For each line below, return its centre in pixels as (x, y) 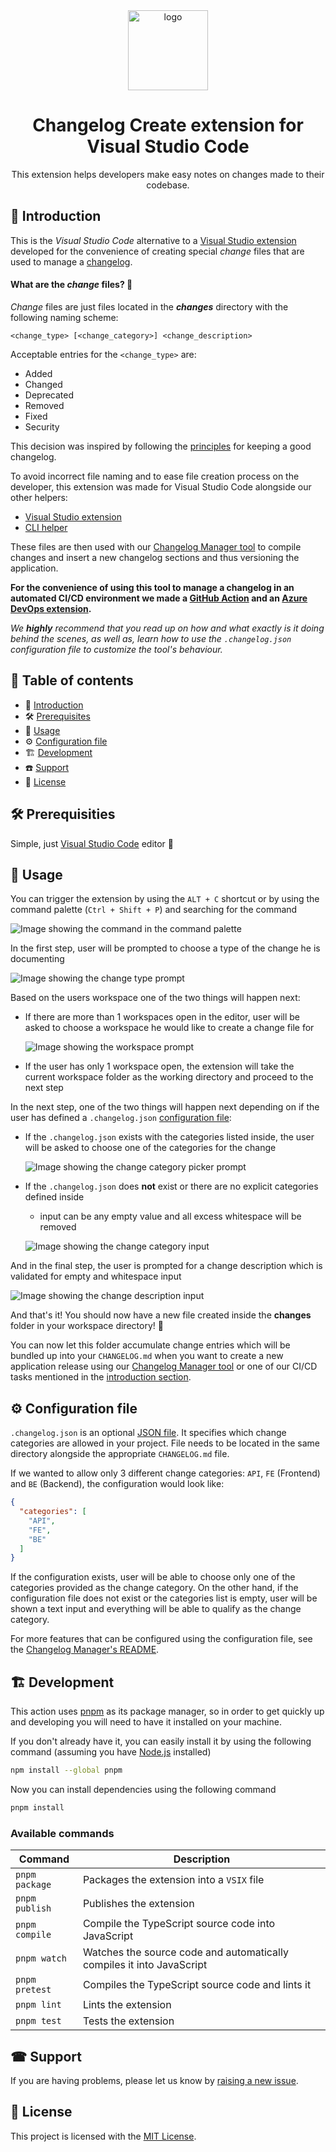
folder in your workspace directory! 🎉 (87, 1326)
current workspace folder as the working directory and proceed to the (169, 1077)
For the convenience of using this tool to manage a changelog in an (152, 587)
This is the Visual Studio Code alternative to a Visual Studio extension (153, 240)
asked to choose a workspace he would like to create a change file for (169, 1028)
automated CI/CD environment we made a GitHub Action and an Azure (159, 598)
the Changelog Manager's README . (85, 1650)
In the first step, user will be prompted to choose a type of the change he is (165, 948)
